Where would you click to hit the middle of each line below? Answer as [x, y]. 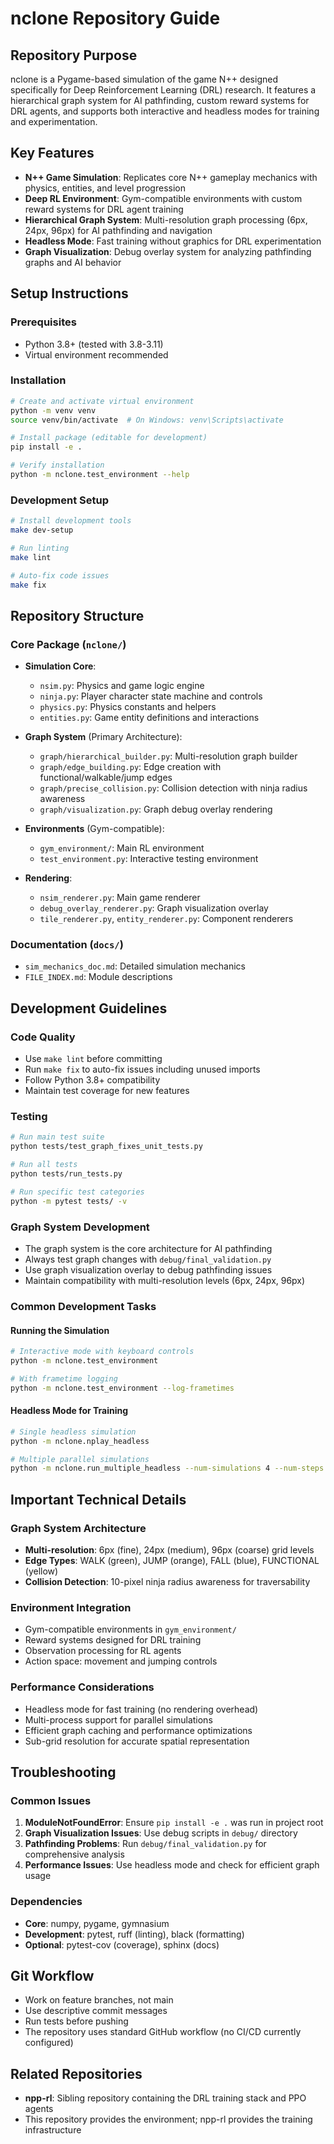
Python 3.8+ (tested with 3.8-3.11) [94, 344]
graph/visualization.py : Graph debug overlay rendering [156, 809]
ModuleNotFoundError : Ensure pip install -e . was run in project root [174, 1823]
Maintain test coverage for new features [107, 1091]
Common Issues [51, 1800]
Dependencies [46, 1902]
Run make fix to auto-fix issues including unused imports [142, 1069]
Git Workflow [52, 1975]
